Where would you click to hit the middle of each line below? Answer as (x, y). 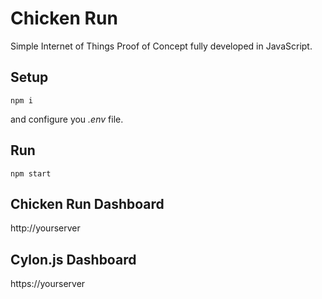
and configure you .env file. (67, 119)
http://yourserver (45, 228)
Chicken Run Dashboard (87, 203)
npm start (31, 173)
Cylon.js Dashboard (73, 259)
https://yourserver (48, 284)
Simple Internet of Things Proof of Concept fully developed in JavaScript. (161, 46)
